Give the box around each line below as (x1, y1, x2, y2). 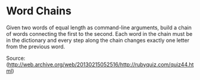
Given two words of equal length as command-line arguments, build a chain (6, 24, 192, 31)
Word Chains (6, 4, 71, 18)
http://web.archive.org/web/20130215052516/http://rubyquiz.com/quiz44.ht (8, 61, 194, 68)
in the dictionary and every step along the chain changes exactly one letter (6, 36, 189, 44)
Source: (6, 54, 26, 61)
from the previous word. (6, 43, 65, 50)
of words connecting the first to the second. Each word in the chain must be (6, 30, 193, 37)
